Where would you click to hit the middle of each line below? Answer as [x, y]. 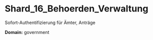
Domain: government [27, 32]
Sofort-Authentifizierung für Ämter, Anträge [50, 22]
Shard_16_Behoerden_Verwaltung [76, 9]
